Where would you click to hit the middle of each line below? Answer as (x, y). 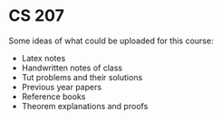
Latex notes (44, 58)
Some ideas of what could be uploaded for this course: (111, 41)
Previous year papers (61, 87)
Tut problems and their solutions (82, 77)
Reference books (53, 97)
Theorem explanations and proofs (85, 106)
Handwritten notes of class (72, 68)
